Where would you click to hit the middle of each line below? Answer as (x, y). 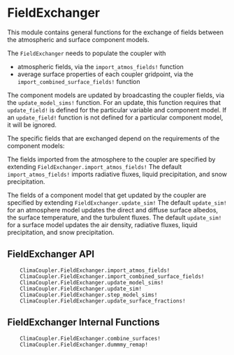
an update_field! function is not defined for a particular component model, (115, 117)
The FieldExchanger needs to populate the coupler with (87, 53)
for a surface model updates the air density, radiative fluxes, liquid (102, 224)
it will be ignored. (32, 124)
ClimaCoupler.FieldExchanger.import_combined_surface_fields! (112, 276)
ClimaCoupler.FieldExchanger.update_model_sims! (92, 282)
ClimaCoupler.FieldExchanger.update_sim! (81, 289)
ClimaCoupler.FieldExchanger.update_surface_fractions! (103, 301)
